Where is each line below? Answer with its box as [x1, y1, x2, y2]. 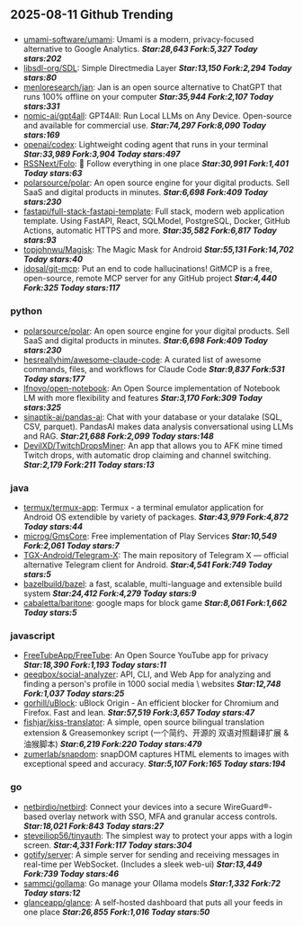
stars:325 [22, 402, 62, 413]
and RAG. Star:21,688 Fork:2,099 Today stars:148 [22, 431, 214, 441]
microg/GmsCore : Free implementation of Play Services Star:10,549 [22, 530, 278, 541]
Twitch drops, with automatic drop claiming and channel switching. [22, 450, 272, 460]
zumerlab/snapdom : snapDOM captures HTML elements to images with [22, 749, 290, 760]
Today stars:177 [22, 373, 85, 384]
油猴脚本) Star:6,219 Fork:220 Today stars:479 [22, 739, 202, 750]
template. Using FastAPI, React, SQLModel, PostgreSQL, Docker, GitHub [22, 216, 290, 227]
